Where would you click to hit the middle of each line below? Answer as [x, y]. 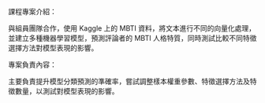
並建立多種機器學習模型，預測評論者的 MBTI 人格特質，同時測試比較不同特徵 [132, 38]
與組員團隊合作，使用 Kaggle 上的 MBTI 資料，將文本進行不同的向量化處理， [132, 28]
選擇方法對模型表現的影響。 [53, 48]
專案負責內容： [32, 64]
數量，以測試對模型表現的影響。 [67, 91]
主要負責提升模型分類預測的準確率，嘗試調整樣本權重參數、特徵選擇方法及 [129, 81]
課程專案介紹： [32, 11]
